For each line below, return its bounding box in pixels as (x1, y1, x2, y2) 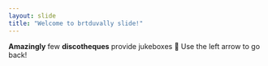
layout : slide (8, 11, 57, 20)
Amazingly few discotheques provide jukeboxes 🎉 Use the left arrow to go (8, 41, 261, 51)
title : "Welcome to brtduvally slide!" (8, 19, 144, 27)
